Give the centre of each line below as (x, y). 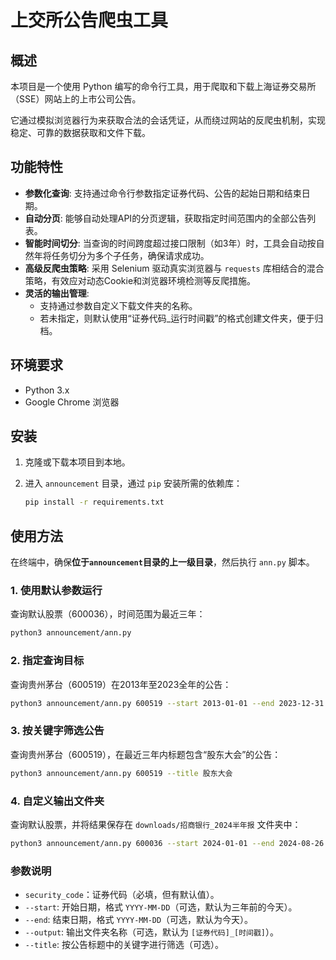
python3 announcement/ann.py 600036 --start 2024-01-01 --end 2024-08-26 (167, 843)
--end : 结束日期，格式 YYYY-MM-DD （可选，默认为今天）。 (139, 920)
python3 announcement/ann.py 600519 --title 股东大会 (121, 773)
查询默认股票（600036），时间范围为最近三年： (108, 614)
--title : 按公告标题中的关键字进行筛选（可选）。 (124, 945)
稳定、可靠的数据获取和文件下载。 (80, 132)
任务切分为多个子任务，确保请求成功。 (130, 255)
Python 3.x (47, 390)
